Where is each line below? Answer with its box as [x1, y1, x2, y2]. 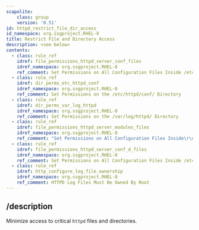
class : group [17, 14, 49, 20]
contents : [6, 47, 31, 53]
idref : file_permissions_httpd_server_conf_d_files [17, 146, 147, 152]
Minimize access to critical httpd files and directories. [6, 217, 137, 224]
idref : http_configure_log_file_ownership [17, 168, 123, 175]
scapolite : [6, 8, 33, 15]
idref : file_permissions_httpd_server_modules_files [17, 124, 150, 130]
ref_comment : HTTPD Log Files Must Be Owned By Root [17, 180, 150, 186]
